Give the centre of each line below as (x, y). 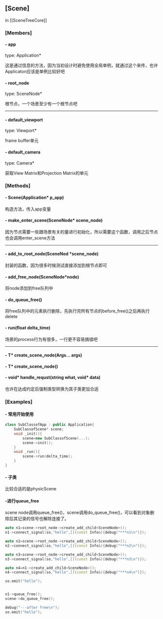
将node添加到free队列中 (29, 288)
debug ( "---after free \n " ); (32, 607)
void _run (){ (27, 452)
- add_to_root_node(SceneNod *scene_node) (52, 254)
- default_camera (23, 152)
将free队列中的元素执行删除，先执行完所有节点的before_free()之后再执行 (77, 311)
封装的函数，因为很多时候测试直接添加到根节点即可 (56, 265)
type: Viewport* (21, 131)
